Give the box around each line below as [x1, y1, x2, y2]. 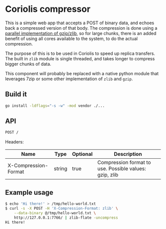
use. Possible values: [97, 165, 146, 172]
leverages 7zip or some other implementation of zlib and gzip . [5, 76, 133, 82]
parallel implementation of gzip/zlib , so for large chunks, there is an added [5, 30, 157, 36]
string [53, 165, 68, 172]
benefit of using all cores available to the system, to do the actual [5, 36, 138, 42]
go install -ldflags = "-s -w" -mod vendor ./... [5, 103, 105, 108]
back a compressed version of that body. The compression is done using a [5, 25, 158, 31]
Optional [72, 151, 93, 158]
